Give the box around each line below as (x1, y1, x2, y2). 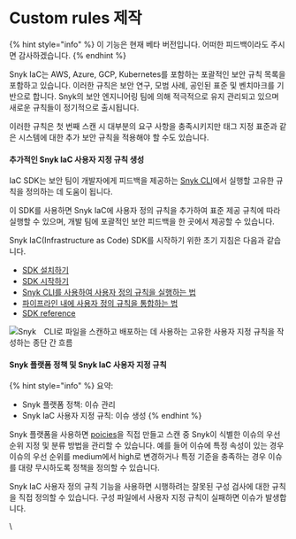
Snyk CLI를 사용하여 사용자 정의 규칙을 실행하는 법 (21, 287, 196, 297)
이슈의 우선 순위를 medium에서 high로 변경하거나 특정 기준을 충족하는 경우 (9, 451, 267, 462)
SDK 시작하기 (21, 276, 69, 287)
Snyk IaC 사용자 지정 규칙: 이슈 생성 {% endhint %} (21, 411, 202, 421)
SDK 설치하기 (21, 265, 69, 275)
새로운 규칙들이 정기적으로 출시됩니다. (9, 102, 140, 112)
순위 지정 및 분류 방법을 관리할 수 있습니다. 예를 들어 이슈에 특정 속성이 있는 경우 (9, 440, 285, 451)
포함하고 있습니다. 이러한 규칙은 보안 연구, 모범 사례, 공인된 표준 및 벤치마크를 (9, 80, 276, 90)
